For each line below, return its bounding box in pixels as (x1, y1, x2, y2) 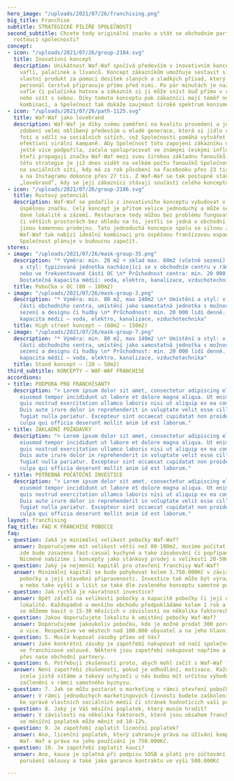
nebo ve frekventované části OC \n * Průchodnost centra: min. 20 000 (19, 270, 226, 277)
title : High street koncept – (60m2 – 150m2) (13, 322, 148, 329)
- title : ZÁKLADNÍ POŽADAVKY (7, 425, 92, 433)
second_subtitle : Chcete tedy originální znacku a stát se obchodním (7, 29, 214, 37)
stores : (7, 244, 30, 251)
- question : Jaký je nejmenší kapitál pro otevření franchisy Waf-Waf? (7, 562, 219, 569)
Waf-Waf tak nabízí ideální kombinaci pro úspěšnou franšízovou (19, 231, 210, 238)
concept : (7, 43, 33, 50)
